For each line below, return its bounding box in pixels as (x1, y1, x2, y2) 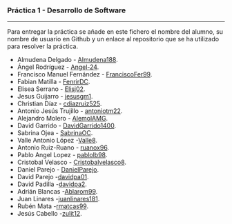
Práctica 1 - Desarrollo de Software (7, 6, 126, 15)
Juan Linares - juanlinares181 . (17, 195, 100, 203)
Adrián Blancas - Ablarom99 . (17, 187, 98, 196)
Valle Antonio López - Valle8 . (17, 136, 98, 145)
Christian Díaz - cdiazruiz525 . (17, 99, 102, 108)
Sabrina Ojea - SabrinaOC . (17, 129, 93, 137)
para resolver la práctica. (7, 42, 78, 50)
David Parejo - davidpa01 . (17, 173, 89, 181)
